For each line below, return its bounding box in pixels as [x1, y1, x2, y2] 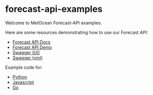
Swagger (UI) [12, 49, 40, 55]
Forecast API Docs [12, 39, 51, 45]
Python [12, 74, 27, 80]
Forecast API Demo [12, 44, 52, 50]
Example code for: [5, 64, 43, 70]
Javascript [12, 79, 34, 85]
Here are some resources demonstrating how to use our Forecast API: [5, 29, 149, 35]
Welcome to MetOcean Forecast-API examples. [5, 20, 102, 26]
